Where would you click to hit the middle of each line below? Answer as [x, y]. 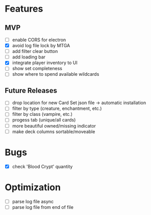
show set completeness [37, 69]
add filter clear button [35, 51]
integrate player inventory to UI [45, 63]
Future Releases [31, 90]
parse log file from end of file [43, 207]
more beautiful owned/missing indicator [54, 126]
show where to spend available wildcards [56, 74]
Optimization [33, 187]
